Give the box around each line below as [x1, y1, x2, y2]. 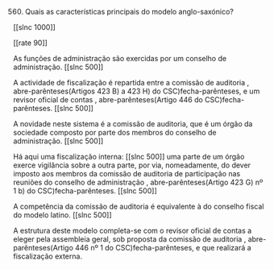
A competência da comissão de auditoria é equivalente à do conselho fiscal [13, 201, 264, 211]
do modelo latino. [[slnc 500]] [13, 210, 112, 220]
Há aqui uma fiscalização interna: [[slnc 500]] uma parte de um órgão [13, 152, 245, 161]
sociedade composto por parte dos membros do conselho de [13, 128, 217, 137]
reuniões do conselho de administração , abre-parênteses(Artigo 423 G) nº [13, 177, 264, 187]
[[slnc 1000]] [13, 23, 56, 31]
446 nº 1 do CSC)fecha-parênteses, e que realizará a [74, 243, 252, 252]
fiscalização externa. [13, 251, 83, 261]
